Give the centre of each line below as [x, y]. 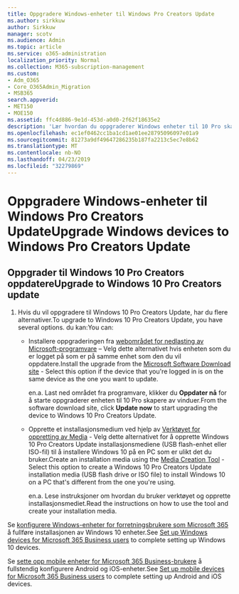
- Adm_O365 [23, 80]
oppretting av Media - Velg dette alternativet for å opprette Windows [128, 436]
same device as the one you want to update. [93, 378]
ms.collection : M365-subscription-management [76, 67]
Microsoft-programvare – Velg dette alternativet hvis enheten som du [129, 349]
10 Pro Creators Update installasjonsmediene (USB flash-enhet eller [128, 444]
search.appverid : [33, 100]
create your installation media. [73, 511]
